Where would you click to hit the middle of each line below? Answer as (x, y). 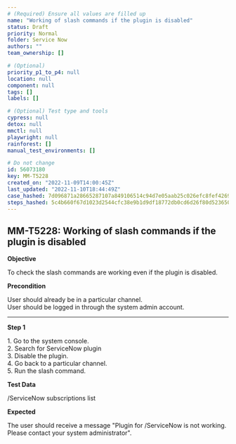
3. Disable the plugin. (38, 356)
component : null (31, 85)
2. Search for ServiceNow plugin (54, 348)
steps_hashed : (28, 202)
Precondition (27, 286)
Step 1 (17, 327)
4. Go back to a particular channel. (57, 364)
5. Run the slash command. (47, 371)
